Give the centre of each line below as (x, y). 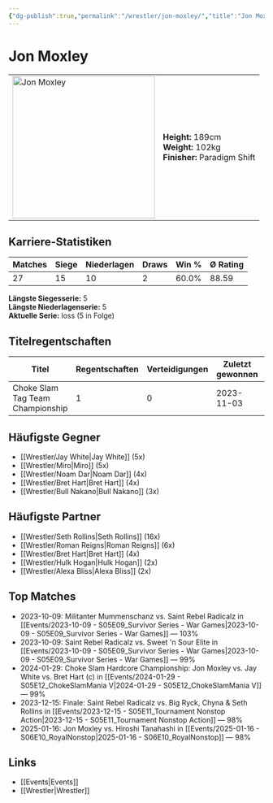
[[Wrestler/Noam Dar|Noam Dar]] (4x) (84, 474)
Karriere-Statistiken (60, 242)
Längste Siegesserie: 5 (48, 298)
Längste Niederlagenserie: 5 (58, 307)
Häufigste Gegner (54, 437)
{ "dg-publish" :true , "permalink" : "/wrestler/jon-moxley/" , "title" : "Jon (130, 16)
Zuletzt (237, 364)
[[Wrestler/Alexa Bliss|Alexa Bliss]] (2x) (86, 571)
